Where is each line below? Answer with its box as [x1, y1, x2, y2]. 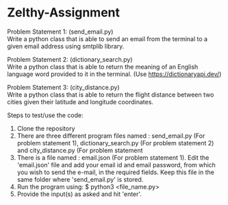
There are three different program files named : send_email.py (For [16, 132, 205, 140]
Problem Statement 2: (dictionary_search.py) [7, 55, 133, 63]
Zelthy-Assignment [7, 5, 121, 21]
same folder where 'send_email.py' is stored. [16, 175, 144, 183]
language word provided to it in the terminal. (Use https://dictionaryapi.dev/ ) [7, 70, 222, 78]
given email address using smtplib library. [7, 42, 125, 50]
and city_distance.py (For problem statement [16, 146, 143, 154]
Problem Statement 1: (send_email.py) [7, 27, 114, 36]
